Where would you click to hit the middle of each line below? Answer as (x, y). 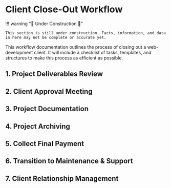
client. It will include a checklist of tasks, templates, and (93, 52)
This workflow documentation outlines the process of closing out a (76, 47)
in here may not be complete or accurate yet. (56, 37)
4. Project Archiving (38, 126)
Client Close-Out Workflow (64, 9)
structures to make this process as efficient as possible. (64, 58)
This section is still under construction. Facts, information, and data (86, 33)
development (19, 52)
